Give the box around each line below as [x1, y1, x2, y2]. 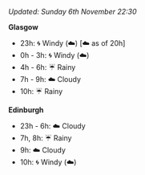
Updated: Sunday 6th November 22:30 [8, 7, 138, 16]
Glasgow [8, 22, 38, 31]
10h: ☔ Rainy [19, 87, 63, 96]
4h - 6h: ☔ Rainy [19, 63, 76, 71]
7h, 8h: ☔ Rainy [19, 133, 72, 143]
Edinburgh [8, 105, 44, 115]
